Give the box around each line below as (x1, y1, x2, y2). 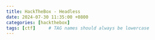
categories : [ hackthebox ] (6, 19, 70, 25)
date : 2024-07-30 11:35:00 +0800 (6, 14, 89, 20)
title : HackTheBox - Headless (6, 8, 81, 15)
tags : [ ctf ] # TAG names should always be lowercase (6, 25, 150, 31)
